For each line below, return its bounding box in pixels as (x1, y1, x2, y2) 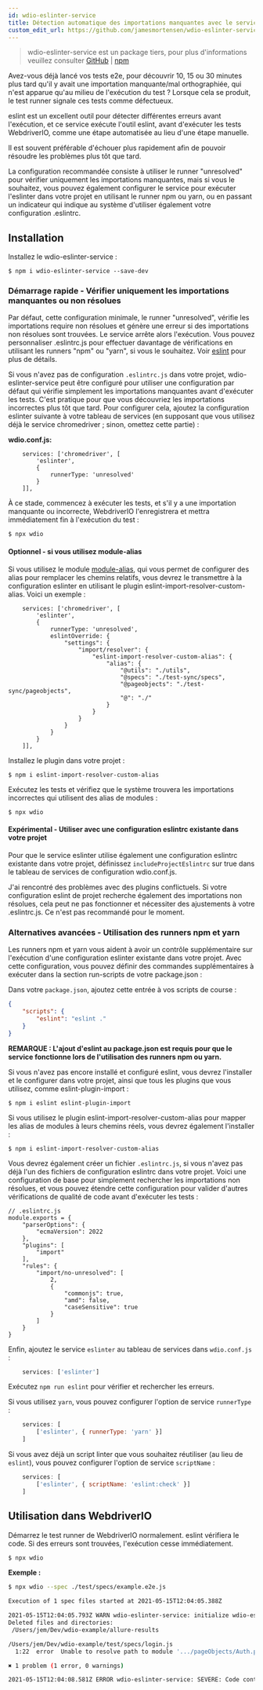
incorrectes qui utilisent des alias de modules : (8, 793, 158, 802)
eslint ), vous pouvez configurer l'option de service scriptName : (8, 1458, 215, 1468)
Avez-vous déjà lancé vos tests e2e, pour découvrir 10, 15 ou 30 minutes (8, 71, 243, 81)
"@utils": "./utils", (120, 666, 191, 674)
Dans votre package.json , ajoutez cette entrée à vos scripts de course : (8, 985, 237, 995)
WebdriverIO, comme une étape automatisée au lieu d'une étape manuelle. (8, 128, 249, 137)
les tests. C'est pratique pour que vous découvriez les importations (8, 395, 225, 404)
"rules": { (22, 1261, 58, 1270)
